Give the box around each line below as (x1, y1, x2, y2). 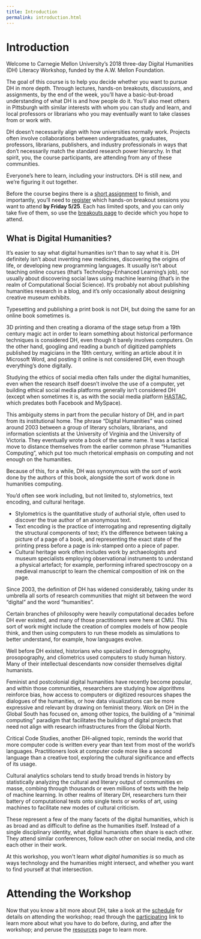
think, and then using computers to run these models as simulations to (6, 629, 180, 637)
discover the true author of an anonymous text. (14, 516, 132, 524)
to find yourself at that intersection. (6, 866, 94, 873)
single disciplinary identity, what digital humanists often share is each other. (6, 829, 194, 836)
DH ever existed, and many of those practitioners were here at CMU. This (6, 617, 188, 624)
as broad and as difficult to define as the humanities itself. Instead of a (6, 822, 180, 829)
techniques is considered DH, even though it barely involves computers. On (6, 337, 193, 344)
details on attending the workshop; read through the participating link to (6, 913, 184, 920)
